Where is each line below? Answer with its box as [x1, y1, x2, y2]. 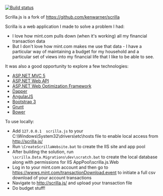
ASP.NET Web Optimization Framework [12, 83, 92, 89]
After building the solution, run [12, 149, 74, 154]
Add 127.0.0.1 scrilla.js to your [12, 128, 84, 134]
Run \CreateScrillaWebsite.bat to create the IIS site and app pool [12, 144, 145, 149]
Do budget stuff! [12, 185, 46, 191]
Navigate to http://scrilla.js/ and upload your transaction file [12, 180, 132, 186]
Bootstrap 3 [12, 99, 36, 105]
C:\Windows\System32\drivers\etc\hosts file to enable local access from [12, 133, 158, 139]
